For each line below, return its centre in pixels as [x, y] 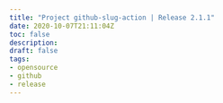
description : [34, 43]
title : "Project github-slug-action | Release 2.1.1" [112, 17]
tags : [19, 59]
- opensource [34, 68]
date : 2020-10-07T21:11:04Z [62, 26]
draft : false [34, 51]
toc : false [30, 34]
